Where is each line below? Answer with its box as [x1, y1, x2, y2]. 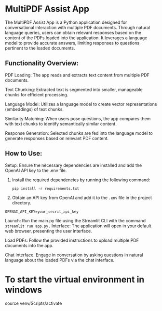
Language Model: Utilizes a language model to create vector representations [5, 101, 157, 107]
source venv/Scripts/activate [5, 300, 62, 306]
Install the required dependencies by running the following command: [12, 177, 150, 183]
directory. [12, 200, 31, 205]
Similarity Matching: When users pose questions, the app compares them [5, 115, 151, 122]
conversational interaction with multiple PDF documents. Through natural [5, 24, 150, 30]
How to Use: [5, 149, 42, 158]
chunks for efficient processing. [5, 92, 68, 97]
